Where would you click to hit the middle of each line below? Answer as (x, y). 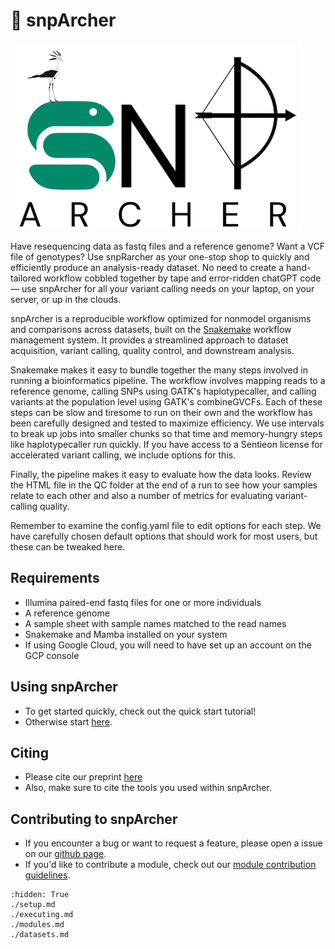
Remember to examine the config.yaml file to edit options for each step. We (166, 525)
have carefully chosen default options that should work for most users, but (164, 536)
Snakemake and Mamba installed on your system (126, 634)
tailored (26, 278)
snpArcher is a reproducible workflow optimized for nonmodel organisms (161, 318)
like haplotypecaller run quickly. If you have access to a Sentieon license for (167, 444)
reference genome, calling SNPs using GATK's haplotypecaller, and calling (163, 391)
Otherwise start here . (68, 721)
